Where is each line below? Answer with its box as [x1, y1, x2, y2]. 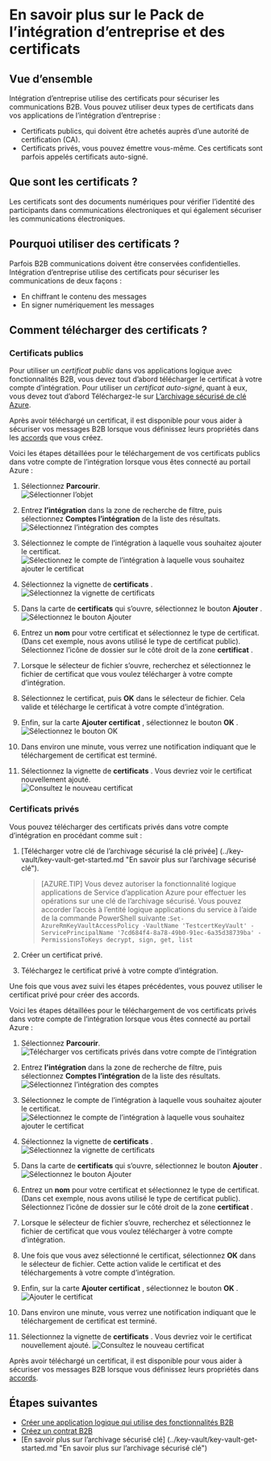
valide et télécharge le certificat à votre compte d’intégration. [20, 702, 224, 712]
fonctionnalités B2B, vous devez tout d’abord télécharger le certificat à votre [9, 374, 263, 384]
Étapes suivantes [9, 1396, 98, 1409]
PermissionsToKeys [40, 936, 103, 944]
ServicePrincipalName [40, 929, 114, 937]
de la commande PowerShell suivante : [40, 913, 170, 923]
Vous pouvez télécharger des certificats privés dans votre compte [9, 821, 229, 832]
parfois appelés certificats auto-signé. [20, 152, 148, 161]
